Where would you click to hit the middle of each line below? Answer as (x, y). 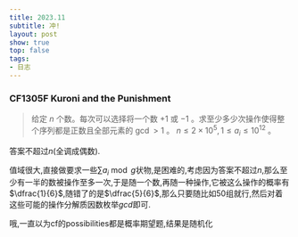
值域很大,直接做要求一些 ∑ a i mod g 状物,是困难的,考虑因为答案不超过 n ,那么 (145, 171)
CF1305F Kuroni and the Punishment (90, 98)
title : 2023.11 (37, 17)
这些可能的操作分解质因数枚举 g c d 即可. (80, 205)
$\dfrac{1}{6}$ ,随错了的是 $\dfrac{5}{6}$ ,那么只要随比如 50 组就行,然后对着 (146, 193)
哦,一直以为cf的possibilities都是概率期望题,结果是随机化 (111, 224)
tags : (19, 59)
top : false (29, 51)
